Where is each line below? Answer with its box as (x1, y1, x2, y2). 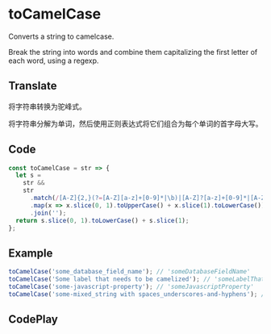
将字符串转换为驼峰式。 (8, 102, 86, 111)
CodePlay (8, 312, 58, 327)
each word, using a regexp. (8, 56, 99, 65)
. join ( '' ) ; (29, 209, 67, 217)
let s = (15, 171, 42, 180)
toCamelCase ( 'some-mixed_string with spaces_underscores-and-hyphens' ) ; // (8, 290, 269, 299)
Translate (8, 79, 57, 93)
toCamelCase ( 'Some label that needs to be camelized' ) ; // (8, 275, 211, 283)
